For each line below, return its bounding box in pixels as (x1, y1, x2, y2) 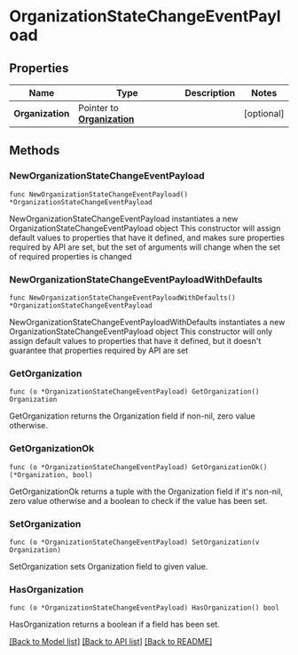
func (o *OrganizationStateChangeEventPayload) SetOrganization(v (9, 538, 260, 547)
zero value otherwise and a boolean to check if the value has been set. (9, 495, 268, 506)
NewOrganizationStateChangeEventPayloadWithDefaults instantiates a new (9, 316, 286, 327)
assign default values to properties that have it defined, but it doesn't (9, 335, 262, 346)
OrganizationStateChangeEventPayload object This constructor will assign (9, 222, 281, 233)
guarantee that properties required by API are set (9, 345, 189, 355)
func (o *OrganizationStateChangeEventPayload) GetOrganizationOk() (9, 462, 268, 472)
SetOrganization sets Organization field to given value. (9, 561, 208, 571)
